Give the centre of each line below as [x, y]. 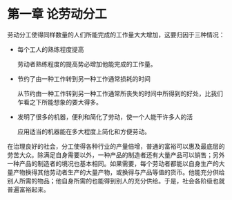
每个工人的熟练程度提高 [50, 49]
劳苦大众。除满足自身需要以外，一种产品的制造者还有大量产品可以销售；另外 [116, 155]
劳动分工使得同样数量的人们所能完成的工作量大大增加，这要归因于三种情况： [116, 35]
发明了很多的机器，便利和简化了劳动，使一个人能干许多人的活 [105, 117]
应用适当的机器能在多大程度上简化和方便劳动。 [84, 131]
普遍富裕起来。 [28, 189]
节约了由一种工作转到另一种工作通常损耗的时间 [84, 79]
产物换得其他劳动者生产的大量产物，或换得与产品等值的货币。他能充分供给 [119, 172]
